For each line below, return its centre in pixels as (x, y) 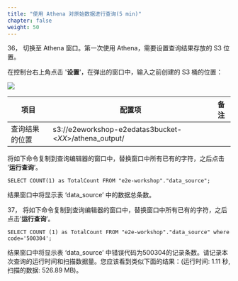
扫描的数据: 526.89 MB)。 (45, 270)
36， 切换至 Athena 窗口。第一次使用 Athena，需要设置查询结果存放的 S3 (114, 48)
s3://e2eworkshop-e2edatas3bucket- (117, 130)
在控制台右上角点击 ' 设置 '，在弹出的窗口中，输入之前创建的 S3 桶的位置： (115, 72)
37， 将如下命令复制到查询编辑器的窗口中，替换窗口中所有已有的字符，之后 (118, 210)
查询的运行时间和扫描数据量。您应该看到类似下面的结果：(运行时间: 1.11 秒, (121, 261)
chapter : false (30, 21)
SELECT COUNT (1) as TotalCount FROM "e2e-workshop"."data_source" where (119, 232)
